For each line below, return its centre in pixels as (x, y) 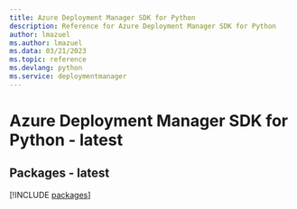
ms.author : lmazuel (46, 43)
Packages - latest (60, 173)
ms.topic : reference (48, 59)
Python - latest (66, 140)
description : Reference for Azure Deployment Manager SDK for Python (143, 26)
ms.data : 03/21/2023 (48, 51)
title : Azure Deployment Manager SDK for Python (102, 18)
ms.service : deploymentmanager (68, 77)
